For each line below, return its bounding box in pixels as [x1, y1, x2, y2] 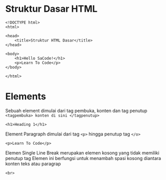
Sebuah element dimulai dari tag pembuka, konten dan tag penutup [5, 107, 148, 114]
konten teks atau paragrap [5, 161, 61, 167]
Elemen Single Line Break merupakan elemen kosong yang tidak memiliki [5, 149, 160, 156]
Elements [5, 91, 46, 102]
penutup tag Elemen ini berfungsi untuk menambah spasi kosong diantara [5, 155, 161, 161]
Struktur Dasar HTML [5, 3, 98, 15]
